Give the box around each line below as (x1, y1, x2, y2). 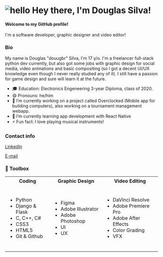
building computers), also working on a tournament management (12, 103, 142, 109)
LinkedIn (5, 143, 22, 149)
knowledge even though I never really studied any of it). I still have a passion (5, 70, 158, 76)
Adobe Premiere (112, 203, 150, 209)
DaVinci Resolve (112, 197, 149, 204)
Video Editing (114, 178, 147, 185)
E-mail (5, 153, 18, 159)
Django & (16, 203, 37, 209)
